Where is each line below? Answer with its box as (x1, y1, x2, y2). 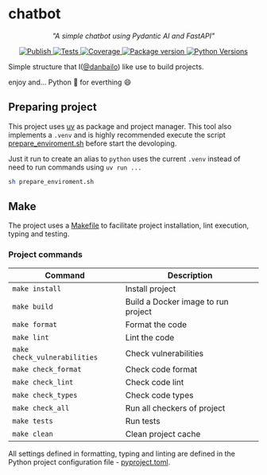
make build (12, 302, 53, 311)
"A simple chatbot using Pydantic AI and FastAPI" (52, 31, 215, 41)
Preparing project (8, 100, 97, 114)
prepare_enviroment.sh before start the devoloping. (8, 138, 177, 148)
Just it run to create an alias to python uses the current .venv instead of (8, 154, 241, 163)
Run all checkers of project (125, 403, 226, 414)
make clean (12, 429, 53, 438)
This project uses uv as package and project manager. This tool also (8, 121, 232, 131)
